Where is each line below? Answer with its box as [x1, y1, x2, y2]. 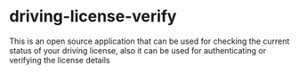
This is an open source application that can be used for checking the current [9, 36, 290, 46]
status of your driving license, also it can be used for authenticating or [9, 45, 267, 55]
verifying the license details [9, 54, 110, 65]
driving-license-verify [9, 6, 177, 27]
